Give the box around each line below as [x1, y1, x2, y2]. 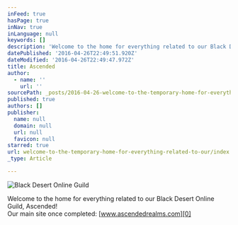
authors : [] [7, 103, 42, 110]
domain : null [13, 122, 52, 129]
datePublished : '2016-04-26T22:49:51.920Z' [7, 50, 138, 57]
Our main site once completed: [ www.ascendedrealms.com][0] [7, 209, 191, 218]
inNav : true [7, 23, 42, 30]
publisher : [7, 109, 40, 116]
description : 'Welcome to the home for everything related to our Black [7, 43, 227, 50]
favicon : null [13, 135, 55, 142]
